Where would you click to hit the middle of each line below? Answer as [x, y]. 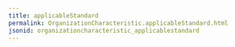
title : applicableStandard [54, 16]
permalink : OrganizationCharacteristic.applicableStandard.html [118, 23]
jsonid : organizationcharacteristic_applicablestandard [104, 30]
